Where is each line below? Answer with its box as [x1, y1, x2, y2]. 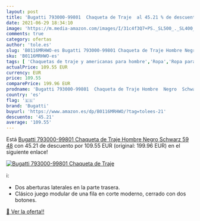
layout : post [6, 8, 39, 15]
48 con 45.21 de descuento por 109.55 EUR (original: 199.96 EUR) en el [6, 142, 180, 150]
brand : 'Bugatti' [6, 102, 49, 109]
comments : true [6, 31, 44, 37]
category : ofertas [6, 36, 52, 42]
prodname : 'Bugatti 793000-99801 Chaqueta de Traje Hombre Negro [6, 86, 177, 92]
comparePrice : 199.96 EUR [6, 81, 70, 87]
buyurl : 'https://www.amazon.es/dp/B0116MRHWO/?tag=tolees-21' [6, 108, 167, 114]
